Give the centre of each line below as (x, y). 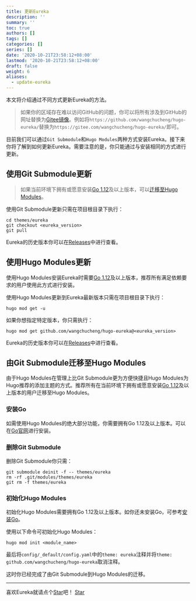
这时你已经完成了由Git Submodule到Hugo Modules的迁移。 (77, 574)
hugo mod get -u (26, 308)
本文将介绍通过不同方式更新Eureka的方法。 (58, 100)
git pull (17, 230)
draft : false (22, 66)
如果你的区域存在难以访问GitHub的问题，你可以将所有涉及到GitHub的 (104, 112)
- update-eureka (31, 83)
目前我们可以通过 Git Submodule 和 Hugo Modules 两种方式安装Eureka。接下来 (96, 139)
